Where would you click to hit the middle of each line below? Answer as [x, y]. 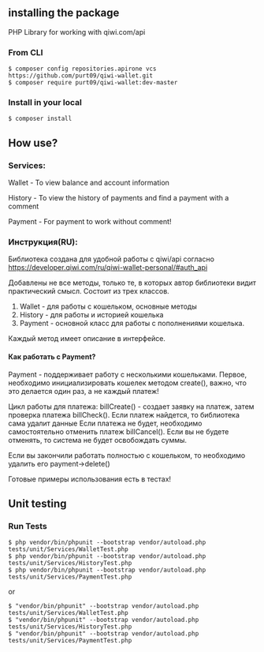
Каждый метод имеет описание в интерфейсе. [87, 339]
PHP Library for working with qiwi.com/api [77, 32]
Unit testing [37, 503]
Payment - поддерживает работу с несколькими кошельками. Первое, [127, 374]
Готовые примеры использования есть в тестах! [90, 479]
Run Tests [28, 526]
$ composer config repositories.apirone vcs [82, 69]
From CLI [26, 52]
